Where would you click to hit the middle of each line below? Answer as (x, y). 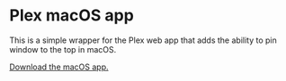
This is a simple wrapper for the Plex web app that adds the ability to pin (143, 40)
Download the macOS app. (59, 67)
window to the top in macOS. (63, 49)
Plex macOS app (72, 16)
